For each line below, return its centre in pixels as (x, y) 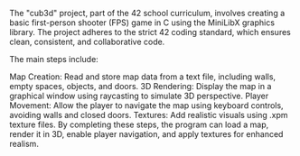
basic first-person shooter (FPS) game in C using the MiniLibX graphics (142, 23)
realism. (24, 144)
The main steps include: (54, 59)
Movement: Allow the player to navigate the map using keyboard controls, (146, 106)
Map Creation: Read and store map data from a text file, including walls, (143, 77)
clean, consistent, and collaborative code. (87, 41)
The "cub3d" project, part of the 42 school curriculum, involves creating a (147, 13)
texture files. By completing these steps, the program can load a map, (139, 124)
